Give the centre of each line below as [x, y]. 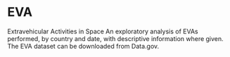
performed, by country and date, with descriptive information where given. [115, 38]
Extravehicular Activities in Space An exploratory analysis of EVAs [103, 31]
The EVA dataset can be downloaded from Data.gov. [83, 46]
